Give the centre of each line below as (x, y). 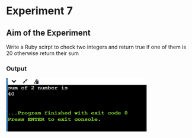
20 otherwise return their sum (42, 53)
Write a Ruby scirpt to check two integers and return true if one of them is (96, 47)
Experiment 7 (39, 11)
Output (17, 68)
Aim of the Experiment (48, 33)
